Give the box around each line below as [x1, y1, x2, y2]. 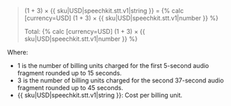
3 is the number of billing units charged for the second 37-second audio [17, 76, 224, 85]
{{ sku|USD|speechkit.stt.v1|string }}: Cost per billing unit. [17, 91, 183, 99]
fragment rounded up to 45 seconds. [17, 84, 124, 91]
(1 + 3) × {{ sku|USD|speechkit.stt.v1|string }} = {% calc [24, 7, 184, 15]
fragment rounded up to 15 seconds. [17, 69, 122, 77]
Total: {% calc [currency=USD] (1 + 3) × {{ [24, 28, 145, 35]
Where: [7, 48, 29, 56]
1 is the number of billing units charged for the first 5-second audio [17, 62, 209, 69]
